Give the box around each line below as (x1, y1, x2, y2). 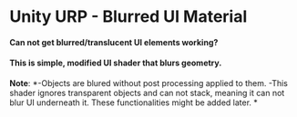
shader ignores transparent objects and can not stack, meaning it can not (9, 87, 285, 98)
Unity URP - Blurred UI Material (9, 6, 248, 27)
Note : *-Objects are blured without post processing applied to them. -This (9, 77, 289, 88)
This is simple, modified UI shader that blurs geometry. (9, 57, 222, 69)
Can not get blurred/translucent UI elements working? (9, 36, 219, 47)
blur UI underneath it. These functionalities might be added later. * (9, 97, 258, 108)
